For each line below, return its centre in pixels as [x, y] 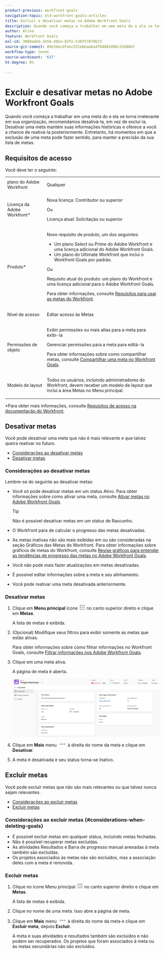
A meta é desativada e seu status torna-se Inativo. [63, 760]
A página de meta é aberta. [40, 671]
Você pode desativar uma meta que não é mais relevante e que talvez [76, 438]
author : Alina [20, 31]
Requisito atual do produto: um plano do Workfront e [99, 279]
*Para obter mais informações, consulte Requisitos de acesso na [71, 405]
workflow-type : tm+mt [27, 52]
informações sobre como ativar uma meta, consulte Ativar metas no [81, 496]
